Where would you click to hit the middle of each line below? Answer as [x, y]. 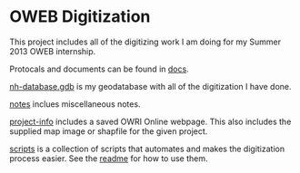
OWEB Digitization [80, 17]
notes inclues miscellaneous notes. [75, 104]
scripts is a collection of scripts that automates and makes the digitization [147, 149]
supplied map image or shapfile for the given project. [109, 131]
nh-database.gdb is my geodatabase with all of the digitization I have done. [151, 86]
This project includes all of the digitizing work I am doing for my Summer [145, 42]
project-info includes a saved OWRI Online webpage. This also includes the [150, 121]
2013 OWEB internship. [53, 51]
